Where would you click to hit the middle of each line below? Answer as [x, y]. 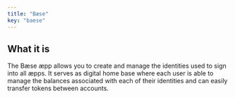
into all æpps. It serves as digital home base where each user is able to [110, 73]
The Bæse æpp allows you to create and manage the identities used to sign [117, 66]
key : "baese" [26, 20]
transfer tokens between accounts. [58, 88]
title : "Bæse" [28, 14]
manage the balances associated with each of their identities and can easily [117, 81]
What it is [29, 49]
